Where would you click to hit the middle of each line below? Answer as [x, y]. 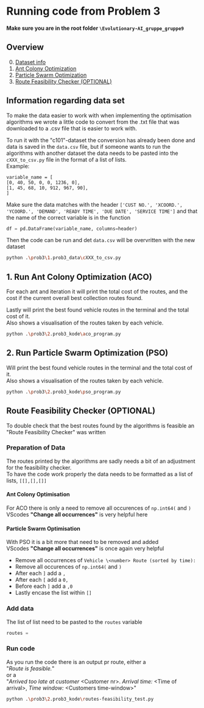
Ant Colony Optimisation [38, 495]
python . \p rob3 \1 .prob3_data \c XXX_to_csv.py [64, 258]
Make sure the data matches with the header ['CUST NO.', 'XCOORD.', [94, 204]
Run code [21, 649]
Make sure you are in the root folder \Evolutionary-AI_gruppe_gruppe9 [95, 28]
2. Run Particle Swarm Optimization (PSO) [87, 353]
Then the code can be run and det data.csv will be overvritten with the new [101, 240]
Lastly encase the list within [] [54, 593]
